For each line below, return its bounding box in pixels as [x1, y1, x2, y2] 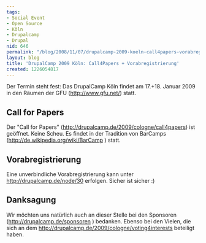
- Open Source [6, 20, 43, 26]
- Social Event [6, 15, 45, 21]
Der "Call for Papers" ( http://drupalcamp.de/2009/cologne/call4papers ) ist [6, 123, 196, 131]
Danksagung [6, 195, 56, 206]
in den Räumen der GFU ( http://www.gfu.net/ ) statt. [6, 90, 137, 97]
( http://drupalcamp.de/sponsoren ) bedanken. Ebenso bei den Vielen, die [6, 217, 191, 225]
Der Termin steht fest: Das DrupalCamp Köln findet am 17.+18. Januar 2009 [6, 83, 196, 90]
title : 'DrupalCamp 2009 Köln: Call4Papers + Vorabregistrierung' [6, 60, 180, 66]
